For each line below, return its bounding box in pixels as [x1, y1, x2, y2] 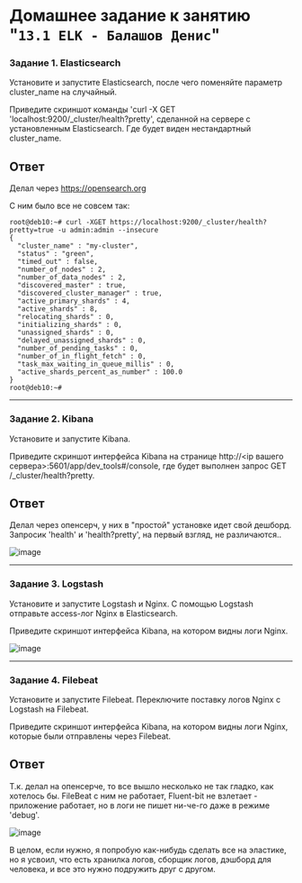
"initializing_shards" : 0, [17, 321, 123, 330]
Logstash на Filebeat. [9, 704, 89, 715]
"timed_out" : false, [17, 258, 99, 267]
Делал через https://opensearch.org [9, 183, 147, 194]
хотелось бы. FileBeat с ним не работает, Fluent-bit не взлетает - [9, 790, 258, 801]
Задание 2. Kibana [9, 413, 94, 425]
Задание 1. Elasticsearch [9, 57, 121, 69]
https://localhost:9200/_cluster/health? [109, 218, 268, 227]
